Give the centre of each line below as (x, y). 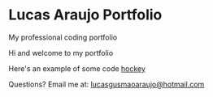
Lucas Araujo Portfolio (85, 15)
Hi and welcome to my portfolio (61, 53)
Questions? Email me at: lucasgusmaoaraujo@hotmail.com (106, 84)
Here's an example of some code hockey (77, 68)
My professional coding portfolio (63, 37)
